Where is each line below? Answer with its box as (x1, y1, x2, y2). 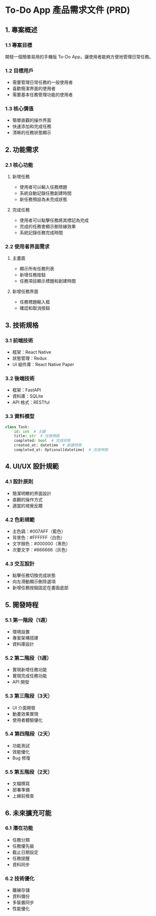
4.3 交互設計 (5, 560, 35, 567)
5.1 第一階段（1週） (5, 616, 51, 623)
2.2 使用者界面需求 (5, 243, 50, 250)
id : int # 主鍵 (14, 429, 46, 434)
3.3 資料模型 (5, 413, 35, 420)
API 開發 (12, 679, 30, 685)
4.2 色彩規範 (5, 516, 35, 523)
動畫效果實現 (12, 711, 38, 717)
